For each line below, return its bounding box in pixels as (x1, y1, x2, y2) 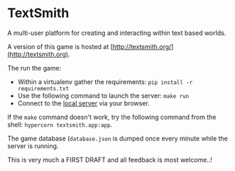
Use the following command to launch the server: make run (17, 91, 190, 100)
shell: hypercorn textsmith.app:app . (7, 120, 112, 129)
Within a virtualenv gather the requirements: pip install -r (17, 77, 193, 86)
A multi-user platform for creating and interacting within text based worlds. (7, 28, 226, 37)
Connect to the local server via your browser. (17, 98, 151, 108)
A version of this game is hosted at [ (7, 42, 114, 51)
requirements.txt (17, 85, 70, 92)
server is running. (7, 141, 59, 150)
